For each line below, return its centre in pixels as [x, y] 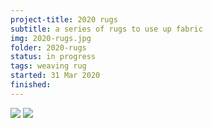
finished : [31, 85]
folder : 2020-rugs [48, 47]
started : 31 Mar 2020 [55, 76]
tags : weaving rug [48, 66]
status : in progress [53, 57]
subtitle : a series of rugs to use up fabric [106, 29]
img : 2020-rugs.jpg [51, 38]
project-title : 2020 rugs [64, 19]
